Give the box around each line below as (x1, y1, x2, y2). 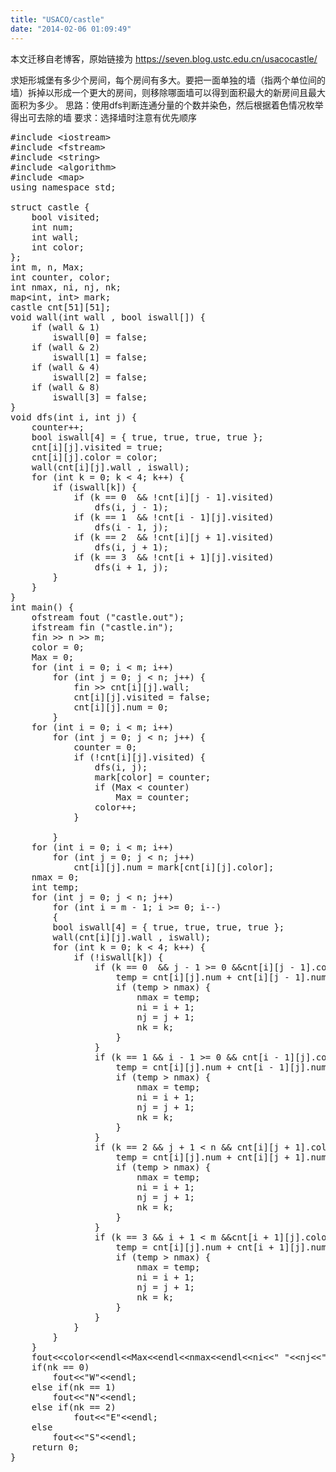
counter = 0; (73, 741, 138, 753)
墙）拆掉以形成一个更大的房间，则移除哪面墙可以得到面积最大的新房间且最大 (10, 86, 326, 98)
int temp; (31, 881, 80, 893)
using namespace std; (10, 181, 117, 193)
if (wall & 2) (31, 341, 101, 353)
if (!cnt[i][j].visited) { (73, 751, 206, 763)
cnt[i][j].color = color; (31, 451, 159, 463)
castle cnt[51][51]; (10, 301, 112, 313)
